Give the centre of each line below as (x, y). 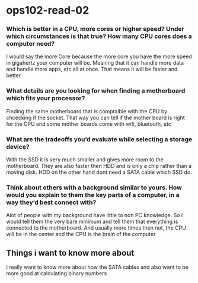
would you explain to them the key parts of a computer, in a (93, 195)
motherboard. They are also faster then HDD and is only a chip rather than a (99, 166)
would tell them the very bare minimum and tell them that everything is (92, 222)
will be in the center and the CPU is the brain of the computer (81, 234)
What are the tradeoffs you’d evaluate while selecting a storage (99, 139)
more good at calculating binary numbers (57, 274)
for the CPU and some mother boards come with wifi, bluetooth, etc (89, 124)
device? (18, 147)
